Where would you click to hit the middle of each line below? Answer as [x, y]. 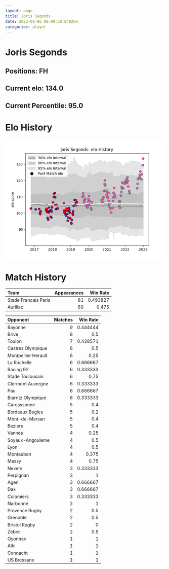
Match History [36, 277]
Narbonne [18, 503]
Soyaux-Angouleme [28, 440]
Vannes [15, 433]
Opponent [18, 320]
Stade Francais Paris [29, 300]
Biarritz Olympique [27, 398]
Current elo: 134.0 [34, 88]
